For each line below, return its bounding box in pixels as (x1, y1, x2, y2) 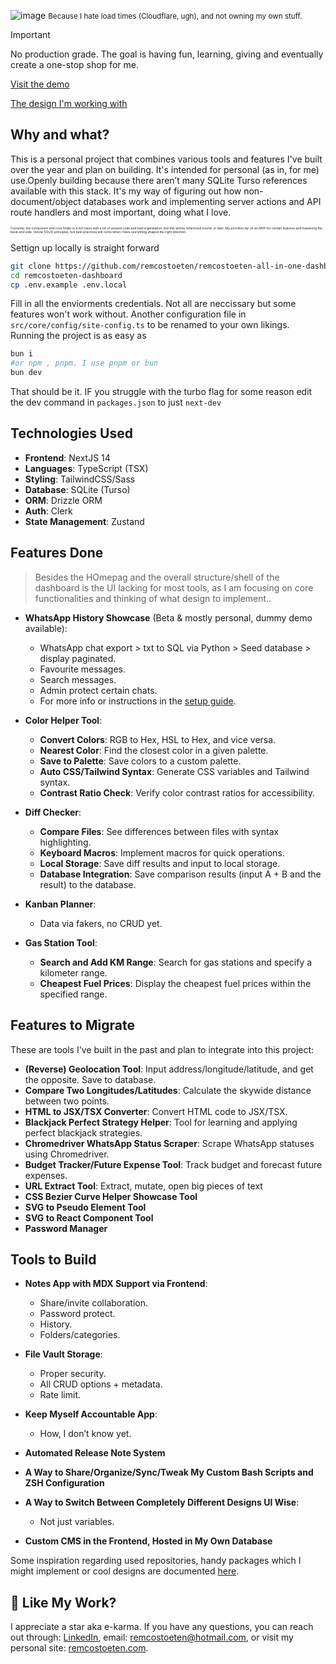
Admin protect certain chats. (39, 684, 158, 696)
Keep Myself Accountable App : (24, 1408, 158, 1420)
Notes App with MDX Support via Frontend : (24, 1278, 208, 1290)
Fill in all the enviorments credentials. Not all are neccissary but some (10, 298, 297, 310)
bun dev (10, 368, 43, 378)
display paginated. (39, 652, 117, 664)
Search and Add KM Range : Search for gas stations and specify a (39, 956, 313, 968)
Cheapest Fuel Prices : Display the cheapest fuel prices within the (39, 977, 312, 989)
